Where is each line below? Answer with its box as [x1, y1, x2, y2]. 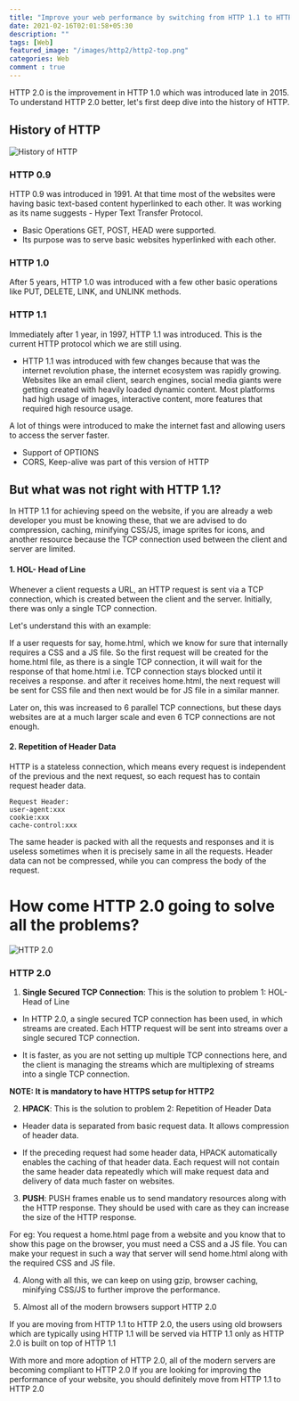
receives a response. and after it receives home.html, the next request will [9, 675, 280, 686]
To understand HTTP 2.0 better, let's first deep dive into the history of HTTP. [9, 96, 290, 107]
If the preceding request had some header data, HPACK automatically [21, 1147, 278, 1159]
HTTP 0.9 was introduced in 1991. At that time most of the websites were [9, 188, 276, 199]
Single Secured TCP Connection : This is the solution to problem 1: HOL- [21, 987, 287, 998]
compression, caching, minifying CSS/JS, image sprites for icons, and [9, 525, 265, 536]
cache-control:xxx [9, 821, 77, 830]
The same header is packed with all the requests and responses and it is [9, 836, 274, 847]
